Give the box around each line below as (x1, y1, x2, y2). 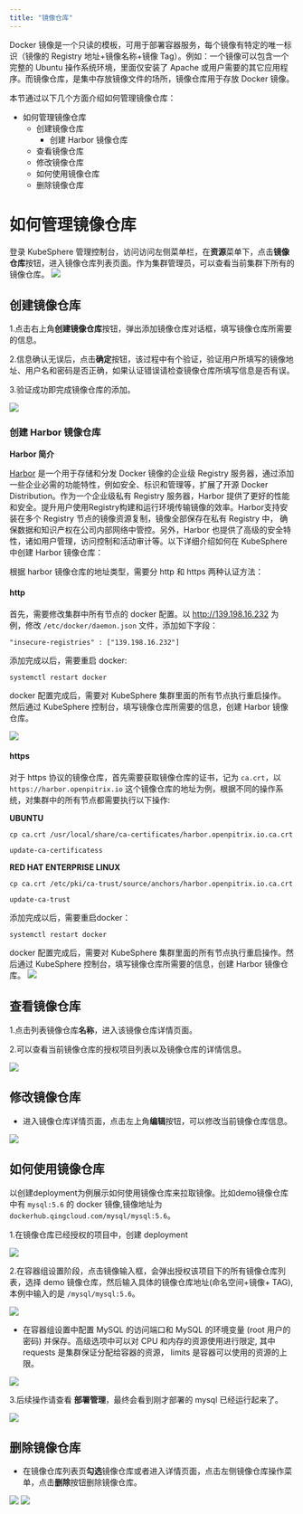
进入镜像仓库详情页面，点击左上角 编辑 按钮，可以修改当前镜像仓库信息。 (22, 1115, 292, 1126)
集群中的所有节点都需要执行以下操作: (33, 795, 171, 806)
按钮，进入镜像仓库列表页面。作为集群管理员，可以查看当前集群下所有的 (25, 257, 295, 268)
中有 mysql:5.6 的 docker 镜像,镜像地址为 (9, 1198, 163, 1209)
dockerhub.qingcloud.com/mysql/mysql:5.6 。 (9, 1209, 176, 1221)
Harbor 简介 (9, 449, 54, 459)
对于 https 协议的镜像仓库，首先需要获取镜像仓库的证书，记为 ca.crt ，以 (9, 772, 282, 783)
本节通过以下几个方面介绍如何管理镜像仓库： (9, 92, 176, 103)
